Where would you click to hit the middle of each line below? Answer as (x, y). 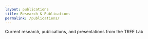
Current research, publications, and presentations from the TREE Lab (74, 32)
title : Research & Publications (38, 14)
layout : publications (27, 9)
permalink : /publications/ (32, 18)
